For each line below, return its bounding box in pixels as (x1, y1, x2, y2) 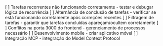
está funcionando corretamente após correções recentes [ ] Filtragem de (5, 15, 154, 20)
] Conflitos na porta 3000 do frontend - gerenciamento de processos (5, 25, 146, 31)
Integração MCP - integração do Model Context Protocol (5, 35, 120, 41)
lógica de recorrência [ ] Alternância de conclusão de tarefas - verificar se (5, 9, 157, 15)
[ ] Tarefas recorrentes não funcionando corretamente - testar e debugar (5, 4, 154, 10)
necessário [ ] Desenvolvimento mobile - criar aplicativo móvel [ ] (5, 30, 138, 36)
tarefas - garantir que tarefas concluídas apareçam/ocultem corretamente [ (5, 20, 159, 25)
